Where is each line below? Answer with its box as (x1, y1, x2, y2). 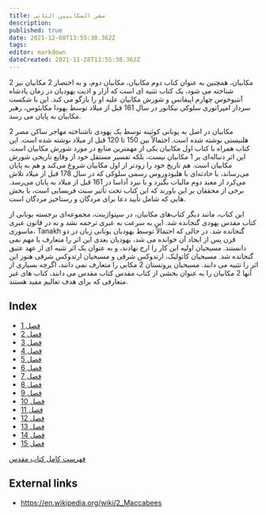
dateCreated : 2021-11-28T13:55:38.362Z (9, 56, 141, 64)
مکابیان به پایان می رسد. (9, 111, 82, 120)
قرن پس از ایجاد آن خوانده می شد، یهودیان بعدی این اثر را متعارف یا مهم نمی (9, 235, 236, 244)
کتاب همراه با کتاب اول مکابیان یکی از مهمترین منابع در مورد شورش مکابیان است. (9, 143, 250, 153)
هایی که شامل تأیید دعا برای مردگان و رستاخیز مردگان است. (9, 193, 186, 203)
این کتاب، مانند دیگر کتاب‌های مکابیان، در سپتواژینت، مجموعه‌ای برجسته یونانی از (9, 209, 245, 219)
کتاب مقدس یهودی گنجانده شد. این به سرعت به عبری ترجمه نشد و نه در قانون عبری (9, 217, 256, 227)
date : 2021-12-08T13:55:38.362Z (9, 33, 116, 42)
